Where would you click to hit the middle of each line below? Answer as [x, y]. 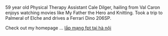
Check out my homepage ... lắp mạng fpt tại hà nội [58, 28]
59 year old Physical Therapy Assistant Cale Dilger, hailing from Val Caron [83, 7]
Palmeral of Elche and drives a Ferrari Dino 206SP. [58, 18]
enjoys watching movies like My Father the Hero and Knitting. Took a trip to [84, 13]
